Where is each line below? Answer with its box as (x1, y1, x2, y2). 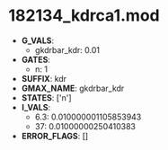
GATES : (21, 54, 51, 65)
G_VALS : (21, 35, 55, 46)
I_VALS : (21, 101, 51, 112)
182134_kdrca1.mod (8, 5, 160, 26)
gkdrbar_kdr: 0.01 (34, 44, 101, 55)
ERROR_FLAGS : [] (21, 130, 89, 141)
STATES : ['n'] (21, 92, 73, 103)
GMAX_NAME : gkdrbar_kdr (21, 83, 125, 93)
